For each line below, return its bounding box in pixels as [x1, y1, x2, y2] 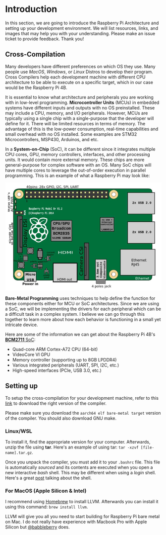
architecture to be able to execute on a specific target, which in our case [5, 79, 154, 85]
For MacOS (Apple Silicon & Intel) [5, 487, 87, 494]
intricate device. [5, 322, 38, 328]
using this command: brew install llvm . [5, 504, 88, 510]
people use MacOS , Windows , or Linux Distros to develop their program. [5, 69, 154, 75]
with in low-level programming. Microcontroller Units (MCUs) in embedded [5, 99, 160, 105]
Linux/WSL [5, 428, 32, 435]
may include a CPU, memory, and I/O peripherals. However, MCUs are [5, 110, 148, 116]
